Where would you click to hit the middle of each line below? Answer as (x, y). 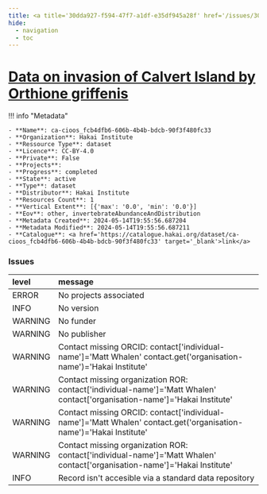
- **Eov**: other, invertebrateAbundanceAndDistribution (104, 214)
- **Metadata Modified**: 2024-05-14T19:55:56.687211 (99, 228)
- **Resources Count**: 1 (51, 200)
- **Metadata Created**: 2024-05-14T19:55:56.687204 (97, 221)
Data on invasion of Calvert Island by (132, 77)
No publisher (82, 334)
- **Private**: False (44, 158)
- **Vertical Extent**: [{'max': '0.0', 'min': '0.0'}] (103, 207)
